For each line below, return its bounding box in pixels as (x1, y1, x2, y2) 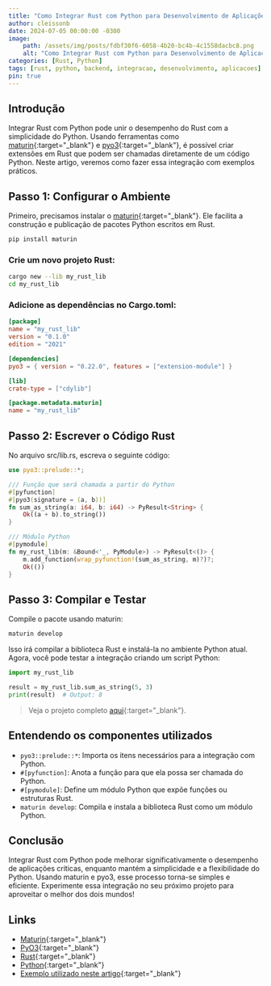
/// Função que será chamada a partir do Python (8, 480, 175, 489)
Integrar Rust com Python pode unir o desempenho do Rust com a (8, 123, 228, 133)
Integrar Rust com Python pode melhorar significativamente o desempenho (8, 855, 259, 865)
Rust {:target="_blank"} (19, 951, 96, 962)
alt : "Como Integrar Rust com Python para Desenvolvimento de (23, 49, 236, 57)
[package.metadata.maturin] (8, 399, 103, 407)
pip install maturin (8, 235, 78, 243)
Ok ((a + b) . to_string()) (23, 511, 106, 519)
